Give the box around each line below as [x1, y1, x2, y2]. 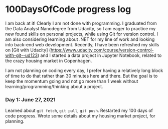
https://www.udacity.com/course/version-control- [50, 47, 154, 53]
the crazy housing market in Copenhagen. [5, 57, 92, 63]
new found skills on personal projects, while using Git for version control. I [5, 31, 158, 37]
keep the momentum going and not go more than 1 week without [5, 78, 138, 84]
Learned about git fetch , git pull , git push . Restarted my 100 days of [5, 107, 153, 114]
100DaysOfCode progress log [5, 4, 131, 15]
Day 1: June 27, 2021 [5, 96, 56, 103]
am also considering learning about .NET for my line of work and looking [5, 36, 155, 42]
